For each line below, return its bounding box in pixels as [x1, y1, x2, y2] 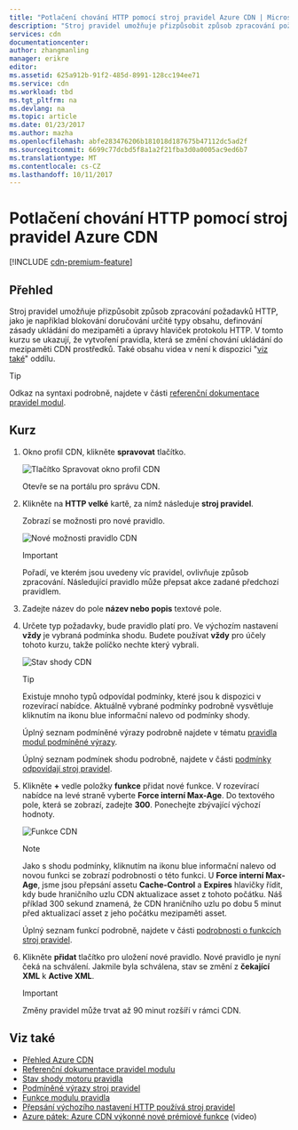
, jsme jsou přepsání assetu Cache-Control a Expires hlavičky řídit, [37, 879, 284, 890]
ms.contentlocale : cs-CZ [9, 162, 101, 171]
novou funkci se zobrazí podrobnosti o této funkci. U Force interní [21, 870, 264, 880]
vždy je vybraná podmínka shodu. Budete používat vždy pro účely [21, 629, 266, 640]
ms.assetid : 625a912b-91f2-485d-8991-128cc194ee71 [9, 71, 200, 80]
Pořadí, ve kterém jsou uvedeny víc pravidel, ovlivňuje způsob [21, 566, 249, 578]
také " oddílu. [9, 353, 56, 364]
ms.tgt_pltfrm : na [9, 95, 77, 105]
